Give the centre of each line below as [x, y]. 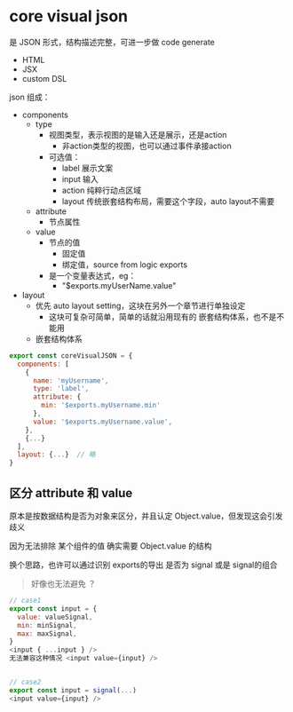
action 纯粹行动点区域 [102, 190]
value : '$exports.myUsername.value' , [103, 422]
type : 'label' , [61, 389]
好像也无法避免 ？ [63, 584]
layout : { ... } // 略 [56, 455]
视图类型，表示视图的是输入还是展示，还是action [138, 134]
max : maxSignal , [47, 633]
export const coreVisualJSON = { [71, 356]
